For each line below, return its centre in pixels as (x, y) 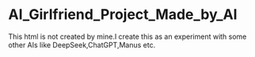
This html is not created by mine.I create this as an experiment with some (127, 36)
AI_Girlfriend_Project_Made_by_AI (123, 15)
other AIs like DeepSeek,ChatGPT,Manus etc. (82, 44)
